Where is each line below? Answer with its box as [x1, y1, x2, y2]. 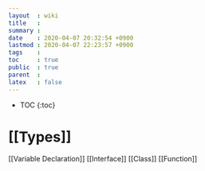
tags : [8, 49, 41, 56]
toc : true [8, 56, 59, 64]
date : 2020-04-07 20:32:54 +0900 [8, 33, 134, 42]
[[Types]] [8, 128, 72, 146]
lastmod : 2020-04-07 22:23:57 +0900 [8, 41, 134, 49]
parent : [8, 71, 41, 79]
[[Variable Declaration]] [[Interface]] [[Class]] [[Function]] [8, 154, 198, 164]
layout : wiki [8, 11, 59, 20]
